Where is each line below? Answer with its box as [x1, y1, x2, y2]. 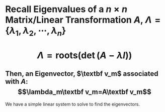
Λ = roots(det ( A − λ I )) [37, 49, 132, 61]
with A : [5, 77, 29, 86]
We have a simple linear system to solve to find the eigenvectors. [5, 101, 140, 107]
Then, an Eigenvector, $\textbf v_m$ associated [5, 69, 158, 78]
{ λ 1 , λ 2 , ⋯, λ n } [5, 25, 66, 38]
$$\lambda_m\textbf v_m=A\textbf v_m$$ [17, 88, 152, 96]
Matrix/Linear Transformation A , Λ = [5, 14, 161, 26]
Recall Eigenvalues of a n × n [5, 4, 127, 15]
